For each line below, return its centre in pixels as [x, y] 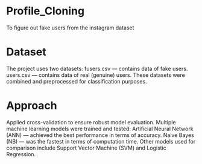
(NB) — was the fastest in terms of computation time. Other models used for [101, 141]
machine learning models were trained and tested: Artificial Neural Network [100, 129]
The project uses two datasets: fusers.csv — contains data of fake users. [97, 68]
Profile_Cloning [46, 11]
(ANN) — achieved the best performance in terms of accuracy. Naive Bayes [100, 135]
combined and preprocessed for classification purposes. [77, 81]
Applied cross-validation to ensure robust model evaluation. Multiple [91, 122]
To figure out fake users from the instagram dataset [70, 28]
